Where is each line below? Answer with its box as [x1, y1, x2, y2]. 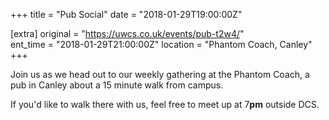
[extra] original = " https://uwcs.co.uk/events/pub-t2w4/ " [10, 28, 245, 39]
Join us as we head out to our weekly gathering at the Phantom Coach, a [10, 69, 310, 80]
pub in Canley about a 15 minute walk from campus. [10, 79, 224, 91]
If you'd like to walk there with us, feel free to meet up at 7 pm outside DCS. [10, 99, 320, 110]
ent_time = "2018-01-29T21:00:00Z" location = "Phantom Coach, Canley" [10, 39, 313, 50]
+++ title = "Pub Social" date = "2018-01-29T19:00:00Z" [10, 9, 243, 20]
